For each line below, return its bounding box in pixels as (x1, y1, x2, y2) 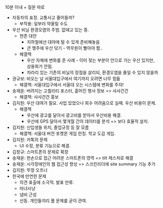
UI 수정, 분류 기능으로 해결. (19, 143, 71, 148)
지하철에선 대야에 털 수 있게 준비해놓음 (26, 39, 100, 45)
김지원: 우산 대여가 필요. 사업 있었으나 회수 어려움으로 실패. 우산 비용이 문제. (12, 100, 157, 106)
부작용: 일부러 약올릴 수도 (19, 21, 68, 26)
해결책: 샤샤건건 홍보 (19, 94, 59, 100)
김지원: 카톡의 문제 (12, 137, 48, 143)
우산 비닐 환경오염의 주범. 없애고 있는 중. (12, 27, 89, 33)
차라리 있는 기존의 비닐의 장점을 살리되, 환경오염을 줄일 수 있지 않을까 (26, 70, 159, 75)
